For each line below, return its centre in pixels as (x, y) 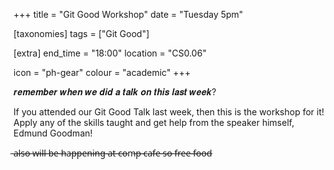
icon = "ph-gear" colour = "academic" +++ (102, 72)
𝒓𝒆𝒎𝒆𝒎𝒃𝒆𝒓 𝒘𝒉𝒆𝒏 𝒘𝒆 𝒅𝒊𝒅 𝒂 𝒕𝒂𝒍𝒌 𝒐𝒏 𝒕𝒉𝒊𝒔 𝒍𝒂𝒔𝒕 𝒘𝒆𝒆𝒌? (115, 92)
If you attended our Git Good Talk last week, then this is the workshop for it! (169, 112)
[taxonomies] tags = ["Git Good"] (81, 33)
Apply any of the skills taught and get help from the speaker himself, (154, 122)
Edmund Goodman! (53, 133)
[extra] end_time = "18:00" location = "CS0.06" (110, 53)
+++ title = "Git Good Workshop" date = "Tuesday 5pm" (128, 14)
